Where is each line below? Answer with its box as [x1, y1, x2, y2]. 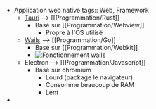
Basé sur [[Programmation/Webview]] [34, 21, 145, 29]
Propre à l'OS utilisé [45, 28, 103, 37]
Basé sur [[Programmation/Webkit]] [34, 44, 138, 51]
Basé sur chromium [34, 66, 91, 74]
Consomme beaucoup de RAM [45, 81, 135, 89]
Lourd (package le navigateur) [45, 73, 134, 82]
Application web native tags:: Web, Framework [13, 6, 149, 14]
